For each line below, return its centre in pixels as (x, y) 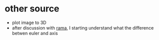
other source (32, 9)
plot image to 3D (29, 22)
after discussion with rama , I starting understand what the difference (83, 27)
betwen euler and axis (35, 33)
